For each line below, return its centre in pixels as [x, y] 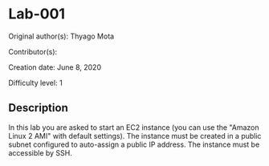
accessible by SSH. [40, 152]
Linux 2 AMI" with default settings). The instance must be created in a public [135, 136]
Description [38, 108]
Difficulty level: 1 [35, 83]
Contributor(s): [33, 51]
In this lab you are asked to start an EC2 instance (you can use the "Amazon [134, 127]
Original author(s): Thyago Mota [61, 36]
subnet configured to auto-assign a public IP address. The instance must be [134, 144]
